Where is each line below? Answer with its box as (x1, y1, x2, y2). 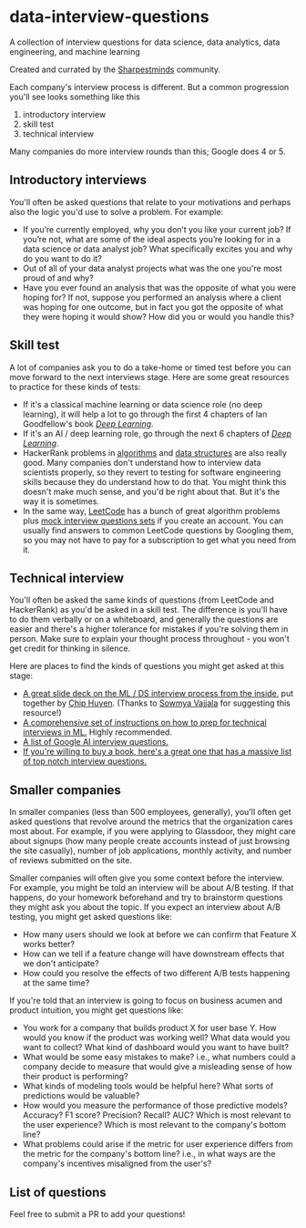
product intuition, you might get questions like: (9, 1005, 184, 1016)
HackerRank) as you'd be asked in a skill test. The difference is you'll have (9, 604, 289, 615)
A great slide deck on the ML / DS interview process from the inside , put (22, 688, 294, 699)
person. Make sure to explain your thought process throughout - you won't (9, 634, 290, 645)
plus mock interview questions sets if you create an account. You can (22, 515, 284, 526)
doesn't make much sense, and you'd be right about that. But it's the (22, 486, 280, 497)
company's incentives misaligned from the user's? (22, 1158, 212, 1169)
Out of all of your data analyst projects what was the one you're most (22, 263, 282, 273)
